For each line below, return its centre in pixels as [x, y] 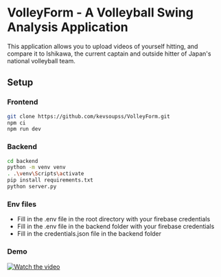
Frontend [23, 102]
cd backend [23, 161]
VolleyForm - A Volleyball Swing [100, 13]
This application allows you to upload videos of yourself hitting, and [103, 46]
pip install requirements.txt [50, 180]
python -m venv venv [37, 167]
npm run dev [24, 129]
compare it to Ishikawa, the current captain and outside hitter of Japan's [109, 54]
